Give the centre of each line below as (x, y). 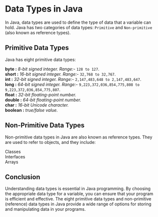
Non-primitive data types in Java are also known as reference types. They (79, 137)
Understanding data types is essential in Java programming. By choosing (78, 189)
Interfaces (15, 156)
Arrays (12, 162)
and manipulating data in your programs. (45, 209)
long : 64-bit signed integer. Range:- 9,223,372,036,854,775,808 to (72, 84)
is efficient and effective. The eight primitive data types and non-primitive (78, 199)
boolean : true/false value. (31, 110)
